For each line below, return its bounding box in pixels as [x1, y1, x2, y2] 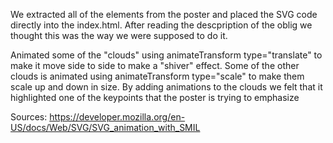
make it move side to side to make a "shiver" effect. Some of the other [10, 60, 300, 71]
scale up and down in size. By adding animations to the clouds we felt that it [10, 81, 323, 93]
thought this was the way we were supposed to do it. [10, 30, 228, 41]
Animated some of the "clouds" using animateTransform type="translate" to [10, 49, 323, 61]
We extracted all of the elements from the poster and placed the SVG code [10, 9, 318, 20]
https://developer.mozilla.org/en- [49, 111, 186, 123]
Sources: [10, 111, 48, 123]
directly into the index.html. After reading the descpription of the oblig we [10, 19, 313, 31]
